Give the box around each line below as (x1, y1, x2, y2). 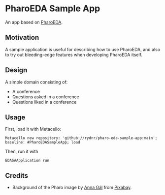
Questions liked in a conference (12, 99, 77, 105)
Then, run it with (5, 148, 38, 155)
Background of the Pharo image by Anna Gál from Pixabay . (12, 185, 132, 191)
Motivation (5, 33, 39, 42)
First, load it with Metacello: (5, 126, 62, 132)
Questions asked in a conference (12, 94, 80, 100)
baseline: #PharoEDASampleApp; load (5, 140, 80, 145)
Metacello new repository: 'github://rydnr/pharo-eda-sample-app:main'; (5, 136, 158, 140)
